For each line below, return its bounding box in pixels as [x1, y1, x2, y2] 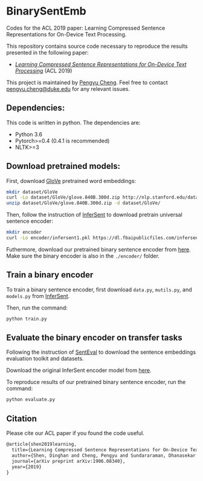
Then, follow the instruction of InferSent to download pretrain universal [6, 211, 182, 219]
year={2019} [11, 463, 42, 470]
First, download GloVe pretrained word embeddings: [6, 177, 137, 184]
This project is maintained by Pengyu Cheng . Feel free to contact [6, 79, 168, 86]
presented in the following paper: [6, 48, 89, 56]
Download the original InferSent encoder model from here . [6, 367, 152, 374]
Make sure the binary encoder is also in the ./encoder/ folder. [6, 252, 160, 259]
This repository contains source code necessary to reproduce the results [6, 42, 188, 50]
